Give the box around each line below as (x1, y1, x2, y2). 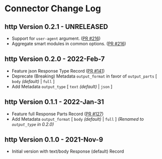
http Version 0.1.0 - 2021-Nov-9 (4, 135, 103, 144)
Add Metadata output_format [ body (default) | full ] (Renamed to (11, 116, 144, 122)
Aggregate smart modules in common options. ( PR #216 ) (11, 41, 126, 47)
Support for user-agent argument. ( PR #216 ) (11, 35, 101, 41)
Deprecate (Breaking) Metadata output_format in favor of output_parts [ (11, 73, 157, 79)
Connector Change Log (4, 3, 101, 14)
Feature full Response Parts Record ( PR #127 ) (11, 111, 104, 117)
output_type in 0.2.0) (11, 121, 54, 127)
